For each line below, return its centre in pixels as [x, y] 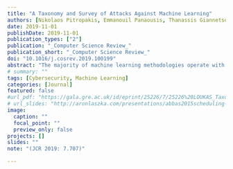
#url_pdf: [21, 98]
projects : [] [26, 136]
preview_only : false [43, 130]
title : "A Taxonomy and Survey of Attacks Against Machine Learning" [110, 14]
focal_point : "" [37, 123]
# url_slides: [28, 104]
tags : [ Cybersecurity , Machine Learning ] [68, 78]
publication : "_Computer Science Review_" [69, 46]
